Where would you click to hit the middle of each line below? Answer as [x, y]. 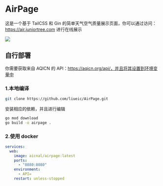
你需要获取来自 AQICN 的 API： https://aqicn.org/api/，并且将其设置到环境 [79, 68]
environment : [27, 170]
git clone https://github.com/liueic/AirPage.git [57, 99]
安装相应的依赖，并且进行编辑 [35, 108]
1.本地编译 [17, 88]
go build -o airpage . [28, 123]
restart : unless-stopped [39, 179]
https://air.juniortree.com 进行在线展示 [44, 29]
